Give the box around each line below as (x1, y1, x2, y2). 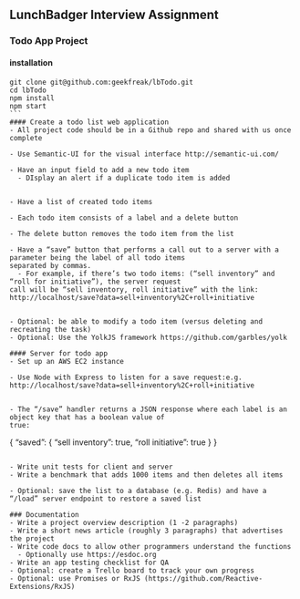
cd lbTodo (9, 86, 47, 95)
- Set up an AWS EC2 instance (9, 356, 125, 366)
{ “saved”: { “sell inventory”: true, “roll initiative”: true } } (9, 437, 217, 448)
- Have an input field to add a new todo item (9, 165, 190, 174)
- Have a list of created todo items (9, 197, 153, 206)
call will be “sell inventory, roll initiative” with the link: (9, 284, 259, 294)
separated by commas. (9, 261, 92, 270)
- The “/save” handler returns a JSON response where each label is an (9, 405, 287, 414)
